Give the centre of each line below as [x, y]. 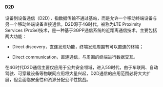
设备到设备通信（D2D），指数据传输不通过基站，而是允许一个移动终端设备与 [81, 18]
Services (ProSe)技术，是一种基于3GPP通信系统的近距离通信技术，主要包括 [81, 30]
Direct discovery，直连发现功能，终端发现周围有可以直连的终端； [78, 47]
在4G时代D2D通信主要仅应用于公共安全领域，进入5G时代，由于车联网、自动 [81, 68]
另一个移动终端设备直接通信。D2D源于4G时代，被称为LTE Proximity [73, 24]
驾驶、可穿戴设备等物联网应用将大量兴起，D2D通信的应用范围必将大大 [76, 73]
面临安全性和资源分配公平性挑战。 [56, 80]
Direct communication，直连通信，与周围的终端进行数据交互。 [75, 57]
